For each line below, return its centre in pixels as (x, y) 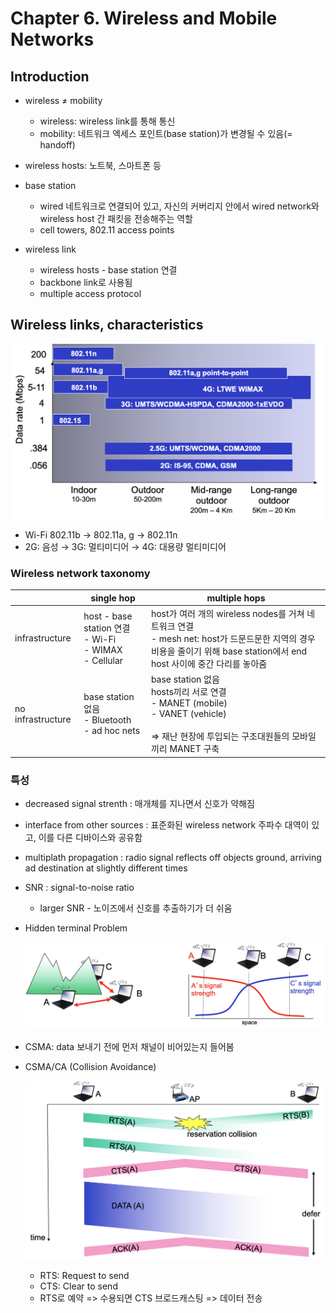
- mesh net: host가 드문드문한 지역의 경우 (233, 638)
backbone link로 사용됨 (86, 282)
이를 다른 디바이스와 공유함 (90, 837)
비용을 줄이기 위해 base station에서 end (229, 651)
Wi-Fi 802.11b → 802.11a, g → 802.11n (101, 534)
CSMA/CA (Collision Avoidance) (90, 1066)
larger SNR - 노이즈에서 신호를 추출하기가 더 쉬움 (136, 908)
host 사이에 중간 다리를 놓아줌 (209, 663)
